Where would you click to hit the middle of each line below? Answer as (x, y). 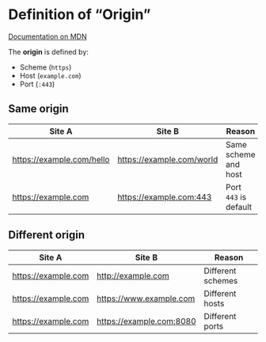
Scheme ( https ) (46, 67)
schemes (221, 280)
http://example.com (133, 275)
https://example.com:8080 (146, 321)
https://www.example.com (146, 298)
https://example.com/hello (61, 159)
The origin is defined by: (49, 51)
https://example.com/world (168, 159)
